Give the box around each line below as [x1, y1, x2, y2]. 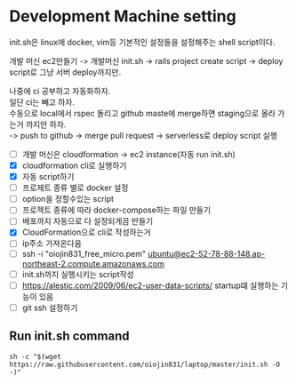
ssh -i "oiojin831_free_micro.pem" [21, 248, 147, 259]
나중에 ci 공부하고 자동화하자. [9, 85, 111, 96]
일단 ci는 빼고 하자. [9, 96, 76, 108]
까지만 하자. [25, 118, 67, 130]
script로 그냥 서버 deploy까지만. [9, 67, 122, 77]
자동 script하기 [21, 172, 75, 182]
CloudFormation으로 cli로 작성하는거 [21, 227, 151, 237]
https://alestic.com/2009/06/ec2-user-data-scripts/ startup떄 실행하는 [21, 280, 279, 291]
